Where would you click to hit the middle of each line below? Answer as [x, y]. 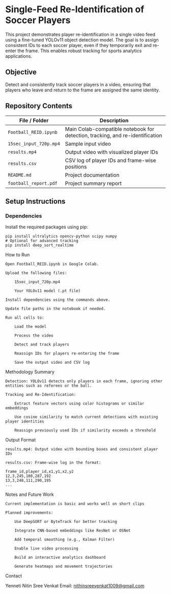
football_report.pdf [33, 183]
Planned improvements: [29, 513]
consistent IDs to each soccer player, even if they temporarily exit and [78, 45]
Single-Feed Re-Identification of [75, 9]
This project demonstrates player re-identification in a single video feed [80, 34]
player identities [25, 422]
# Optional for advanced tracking [42, 241]
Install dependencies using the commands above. [58, 300]
